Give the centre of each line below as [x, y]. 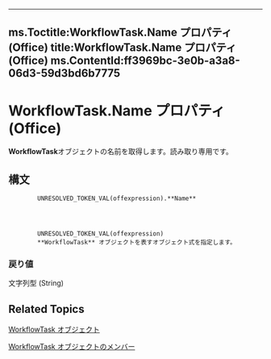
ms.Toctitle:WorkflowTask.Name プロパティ [120, 33]
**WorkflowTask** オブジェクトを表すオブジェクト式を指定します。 [137, 243]
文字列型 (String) [36, 283]
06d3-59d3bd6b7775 [65, 73]
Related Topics [46, 309]
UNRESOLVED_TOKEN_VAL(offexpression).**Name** [117, 198]
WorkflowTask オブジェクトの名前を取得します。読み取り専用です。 [121, 152]
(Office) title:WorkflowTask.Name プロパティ [123, 48]
